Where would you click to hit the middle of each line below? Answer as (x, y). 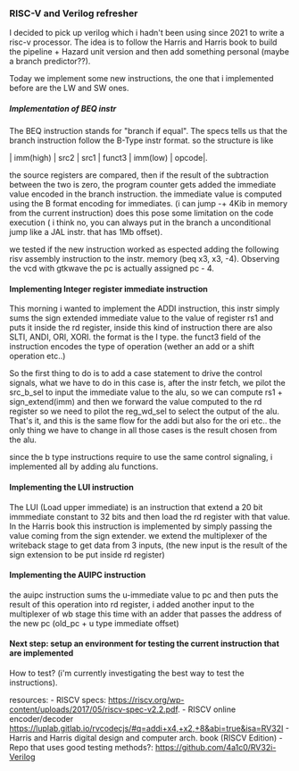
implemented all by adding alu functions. (84, 466)
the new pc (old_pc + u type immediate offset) (95, 623)
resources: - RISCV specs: (58, 700)
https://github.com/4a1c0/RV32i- (216, 748)
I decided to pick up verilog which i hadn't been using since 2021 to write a (147, 33)
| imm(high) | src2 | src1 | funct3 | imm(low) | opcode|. (108, 158)
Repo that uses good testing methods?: (81, 748)
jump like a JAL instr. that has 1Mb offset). (86, 232)
